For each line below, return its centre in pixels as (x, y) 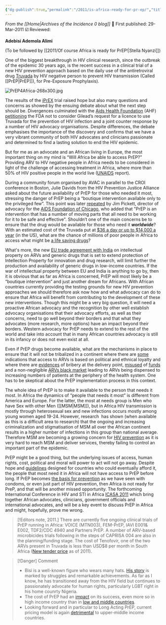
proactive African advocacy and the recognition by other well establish (77, 308)
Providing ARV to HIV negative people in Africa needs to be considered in (80, 162)
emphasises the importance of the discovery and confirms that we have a (80, 132)
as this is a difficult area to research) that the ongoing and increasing (75, 422)
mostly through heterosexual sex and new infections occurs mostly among (81, 411)
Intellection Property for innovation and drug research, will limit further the (81, 260)
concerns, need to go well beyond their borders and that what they (73, 318)
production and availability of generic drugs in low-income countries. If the (81, 266)
